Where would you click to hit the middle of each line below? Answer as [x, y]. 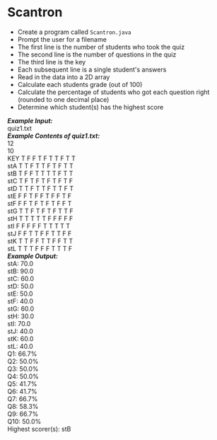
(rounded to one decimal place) [63, 99]
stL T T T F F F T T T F [40, 248]
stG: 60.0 [21, 308]
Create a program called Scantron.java [75, 32]
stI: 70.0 [19, 323]
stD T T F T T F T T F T [41, 188]
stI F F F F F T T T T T [39, 226]
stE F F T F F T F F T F [40, 196]
